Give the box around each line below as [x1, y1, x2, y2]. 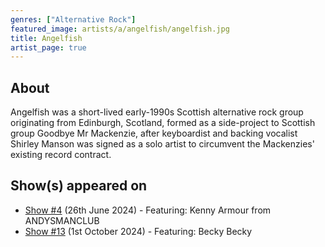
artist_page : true [10, 42, 87, 53]
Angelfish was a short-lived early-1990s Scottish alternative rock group [10, 106, 304, 118]
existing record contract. [10, 149, 112, 161]
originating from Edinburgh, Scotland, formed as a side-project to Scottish [10, 117, 316, 129]
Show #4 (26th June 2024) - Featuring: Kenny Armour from [24, 204, 272, 216]
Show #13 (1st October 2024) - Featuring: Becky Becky [24, 225, 253, 237]
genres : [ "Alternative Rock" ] [10, 14, 137, 25]
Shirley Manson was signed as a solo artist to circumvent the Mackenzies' [10, 138, 315, 150]
